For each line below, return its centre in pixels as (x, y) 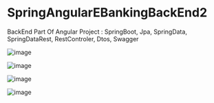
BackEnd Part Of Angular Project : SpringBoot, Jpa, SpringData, (97, 32)
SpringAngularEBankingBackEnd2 (107, 13)
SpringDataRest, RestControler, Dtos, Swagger (73, 38)
